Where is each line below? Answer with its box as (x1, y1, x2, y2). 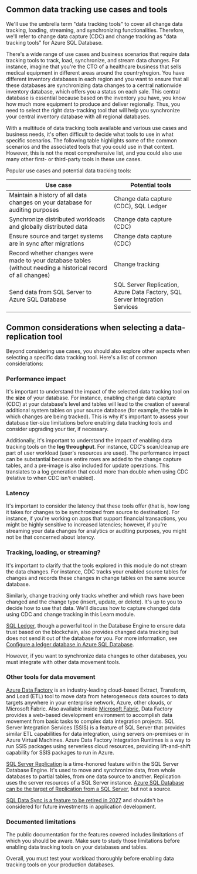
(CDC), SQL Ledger (113, 202, 168, 210)
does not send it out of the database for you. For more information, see (6, 635, 178, 642)
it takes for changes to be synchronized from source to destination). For (6, 509, 180, 516)
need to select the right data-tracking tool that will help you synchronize (6, 106, 181, 114)
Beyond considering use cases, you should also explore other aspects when (6, 347, 191, 355)
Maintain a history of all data (9, 191, 87, 199)
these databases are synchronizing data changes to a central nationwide (6, 82, 182, 89)
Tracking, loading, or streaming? (6, 548, 101, 556)
